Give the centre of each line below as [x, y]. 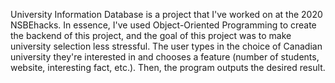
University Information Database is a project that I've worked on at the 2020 [166, 14]
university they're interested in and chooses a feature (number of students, [165, 57]
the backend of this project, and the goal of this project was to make [151, 35]
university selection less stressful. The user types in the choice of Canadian [166, 46]
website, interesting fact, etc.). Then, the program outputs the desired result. [168, 67]
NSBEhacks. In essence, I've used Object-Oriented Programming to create [163, 25]
